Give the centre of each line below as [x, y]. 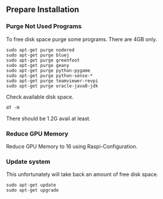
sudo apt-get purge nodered [40, 50]
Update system [28, 161]
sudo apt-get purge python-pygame [48, 70]
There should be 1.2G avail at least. [48, 118]
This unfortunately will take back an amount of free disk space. [82, 174]
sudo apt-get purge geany [38, 65]
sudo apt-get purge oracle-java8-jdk [52, 86]
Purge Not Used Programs [44, 26]
